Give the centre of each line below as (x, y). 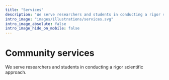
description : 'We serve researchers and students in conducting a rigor (83, 14)
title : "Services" (24, 10)
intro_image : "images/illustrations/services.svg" (59, 19)
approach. (16, 72)
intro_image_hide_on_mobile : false (43, 28)
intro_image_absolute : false (36, 24)
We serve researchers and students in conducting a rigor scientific (74, 67)
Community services (50, 53)
